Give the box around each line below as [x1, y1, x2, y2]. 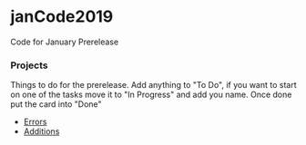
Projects [10, 59, 48, 72]
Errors [23, 116, 47, 128]
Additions [23, 126, 60, 137]
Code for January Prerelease [10, 36, 119, 47]
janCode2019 [10, 6, 114, 27]
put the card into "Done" [10, 99, 103, 110]
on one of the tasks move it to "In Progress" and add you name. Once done [10, 89, 292, 101]
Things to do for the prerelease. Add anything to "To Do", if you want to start [10, 80, 297, 91]
